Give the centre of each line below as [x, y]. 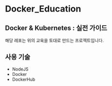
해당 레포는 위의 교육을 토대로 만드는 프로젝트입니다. [54, 40]
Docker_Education [43, 9]
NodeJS [20, 69]
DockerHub [24, 79]
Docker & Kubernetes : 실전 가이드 [56, 28]
